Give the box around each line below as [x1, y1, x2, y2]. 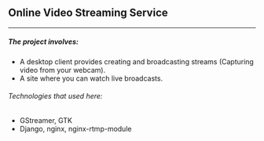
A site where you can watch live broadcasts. [19, 74, 163, 83]
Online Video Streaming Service [8, 6, 169, 20]
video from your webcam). [19, 65, 106, 74]
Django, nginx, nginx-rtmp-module [19, 124, 132, 133]
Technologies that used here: [8, 92, 103, 101]
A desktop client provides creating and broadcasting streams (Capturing [19, 56, 254, 66]
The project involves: [8, 37, 79, 46]
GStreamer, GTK [19, 115, 73, 125]
